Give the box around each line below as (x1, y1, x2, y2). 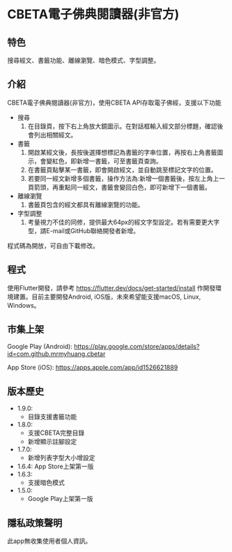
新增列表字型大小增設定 (27, 454, 95, 462)
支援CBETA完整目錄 (27, 428, 85, 437)
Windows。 (7, 301, 40, 309)
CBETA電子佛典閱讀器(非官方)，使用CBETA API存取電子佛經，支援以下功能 (7, 98, 222, 107)
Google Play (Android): (7, 343, 73, 351)
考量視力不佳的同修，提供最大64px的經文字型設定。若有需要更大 (27, 218, 214, 226)
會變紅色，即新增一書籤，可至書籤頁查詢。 (40, 156, 162, 165)
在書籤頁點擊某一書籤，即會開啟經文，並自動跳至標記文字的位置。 (27, 165, 217, 174)
